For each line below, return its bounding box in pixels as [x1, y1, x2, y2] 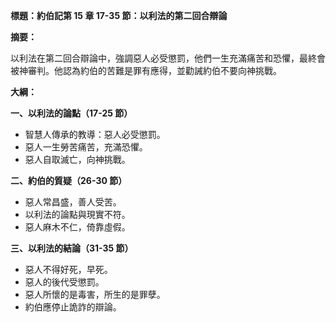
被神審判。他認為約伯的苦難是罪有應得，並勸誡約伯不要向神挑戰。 [10, 65, 282, 76]
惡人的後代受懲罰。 [24, 276, 105, 288]
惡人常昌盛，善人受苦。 [24, 196, 122, 208]
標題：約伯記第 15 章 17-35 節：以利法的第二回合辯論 [10, 10, 228, 21]
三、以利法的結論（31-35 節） [10, 242, 134, 254]
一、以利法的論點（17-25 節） [10, 107, 133, 119]
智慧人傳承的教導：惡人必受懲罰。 [24, 129, 166, 140]
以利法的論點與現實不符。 [24, 209, 131, 220]
